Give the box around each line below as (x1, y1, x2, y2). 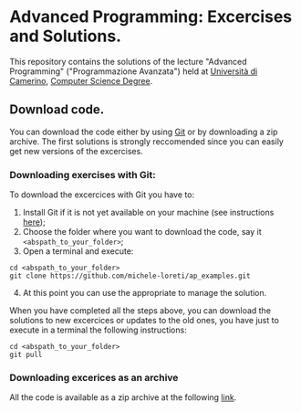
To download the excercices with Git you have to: (9, 189, 194, 200)
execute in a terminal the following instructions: (9, 324, 187, 335)
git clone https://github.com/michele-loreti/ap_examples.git (9, 271, 251, 280)
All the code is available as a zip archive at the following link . (9, 392, 237, 403)
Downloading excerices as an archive (9, 371, 179, 384)
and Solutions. (9, 26, 121, 47)
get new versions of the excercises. (9, 145, 143, 156)
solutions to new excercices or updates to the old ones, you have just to (9, 315, 280, 326)
